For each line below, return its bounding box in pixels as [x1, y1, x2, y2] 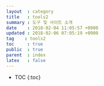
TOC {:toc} [14, 74, 41, 81]
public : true [6, 47, 43, 53]
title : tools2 [6, 14, 49, 20]
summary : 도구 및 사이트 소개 [6, 19, 73, 25]
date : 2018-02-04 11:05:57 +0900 [6, 25, 99, 31]
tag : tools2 [6, 36, 46, 42]
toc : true [6, 42, 43, 47]
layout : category [6, 8, 54, 15]
